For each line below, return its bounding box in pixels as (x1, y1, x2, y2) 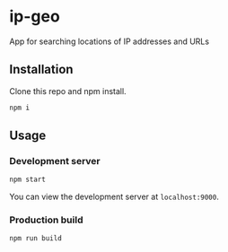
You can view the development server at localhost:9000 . (9, 191, 220, 203)
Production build (9, 213, 83, 226)
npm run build (9, 234, 63, 243)
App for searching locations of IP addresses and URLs (9, 36, 209, 47)
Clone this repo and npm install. (9, 85, 127, 96)
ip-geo (9, 6, 60, 27)
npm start (9, 175, 47, 185)
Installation (9, 62, 74, 77)
